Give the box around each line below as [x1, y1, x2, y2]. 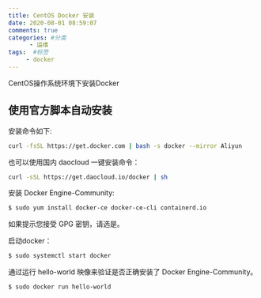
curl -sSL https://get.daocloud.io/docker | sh [8, 173, 168, 181]
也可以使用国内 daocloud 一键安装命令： [8, 157, 140, 167]
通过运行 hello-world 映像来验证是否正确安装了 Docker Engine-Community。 [8, 267, 258, 277]
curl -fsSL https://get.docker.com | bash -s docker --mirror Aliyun [8, 141, 243, 150]
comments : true [8, 26, 59, 34]
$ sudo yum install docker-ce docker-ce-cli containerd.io [8, 204, 207, 212]
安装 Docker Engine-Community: [8, 188, 115, 198]
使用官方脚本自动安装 [8, 104, 112, 117]
